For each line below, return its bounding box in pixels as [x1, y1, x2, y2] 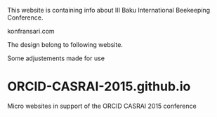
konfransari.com [7, 27, 55, 35]
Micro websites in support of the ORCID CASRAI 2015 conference [7, 102, 197, 110]
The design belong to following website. [7, 41, 123, 48]
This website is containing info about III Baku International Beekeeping [7, 6, 211, 14]
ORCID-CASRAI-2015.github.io [7, 78, 191, 95]
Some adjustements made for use [7, 54, 105, 62]
